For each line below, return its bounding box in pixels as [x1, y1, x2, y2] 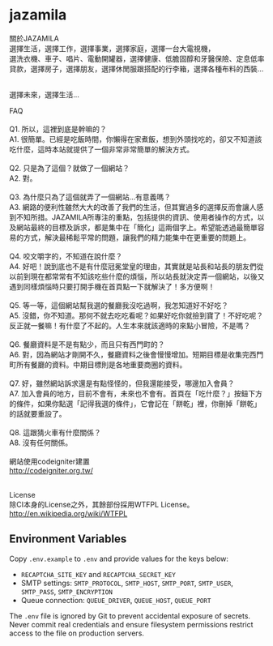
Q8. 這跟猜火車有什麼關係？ [9, 427, 102, 437]
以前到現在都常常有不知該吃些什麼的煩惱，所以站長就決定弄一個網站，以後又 [9, 272, 265, 281]
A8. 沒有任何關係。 [9, 438, 72, 447]
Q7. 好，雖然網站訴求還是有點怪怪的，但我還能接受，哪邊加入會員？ [9, 379, 235, 388]
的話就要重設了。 [9, 409, 66, 418]
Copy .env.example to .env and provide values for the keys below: [9, 554, 229, 563]
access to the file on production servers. [9, 628, 145, 638]
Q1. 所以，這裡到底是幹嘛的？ [9, 124, 108, 134]
